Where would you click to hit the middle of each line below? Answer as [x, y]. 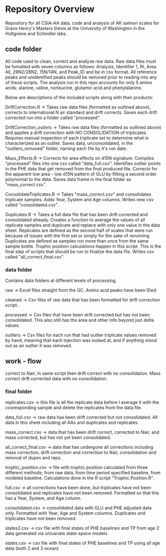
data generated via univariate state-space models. [57, 534]
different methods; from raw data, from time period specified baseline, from [83, 473]
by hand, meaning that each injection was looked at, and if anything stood [81, 340]
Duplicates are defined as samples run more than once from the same [77, 241]
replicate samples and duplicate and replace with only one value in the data [83, 225]
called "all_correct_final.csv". [35, 257]
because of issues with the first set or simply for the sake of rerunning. [78, 236]
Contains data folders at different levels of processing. [61, 280]
